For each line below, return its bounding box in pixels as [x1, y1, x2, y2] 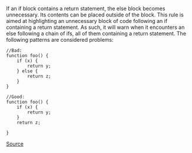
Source [6, 141, 24, 147]
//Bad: [6, 48, 22, 54]
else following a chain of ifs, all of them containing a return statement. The [6, 30, 187, 37]
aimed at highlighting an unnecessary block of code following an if [6, 18, 168, 24]
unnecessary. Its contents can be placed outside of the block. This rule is [6, 11, 184, 18]
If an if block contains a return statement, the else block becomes [6, 5, 165, 12]
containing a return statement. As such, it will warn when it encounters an [6, 24, 185, 31]
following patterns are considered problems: [6, 36, 114, 43]
